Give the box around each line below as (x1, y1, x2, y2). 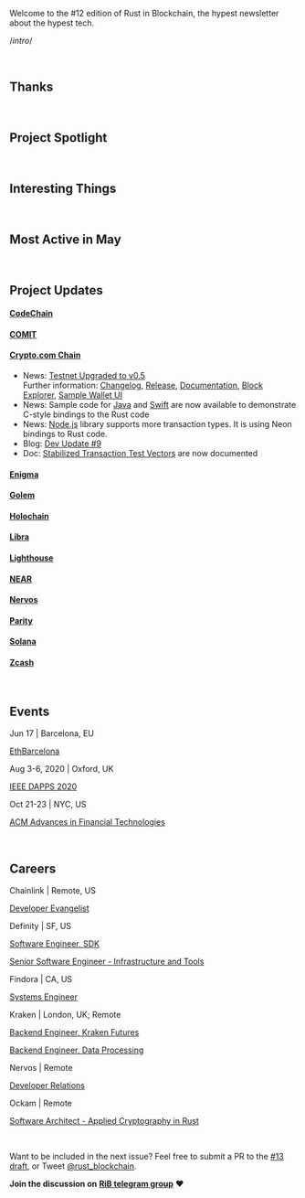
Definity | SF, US (9, 921, 71, 932)
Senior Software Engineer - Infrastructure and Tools (9, 956, 205, 968)
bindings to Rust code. (22, 429, 108, 440)
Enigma (9, 468, 39, 479)
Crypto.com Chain (9, 349, 81, 360)
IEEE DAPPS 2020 (9, 781, 78, 792)
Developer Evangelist (9, 903, 89, 914)
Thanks (9, 80, 54, 95)
